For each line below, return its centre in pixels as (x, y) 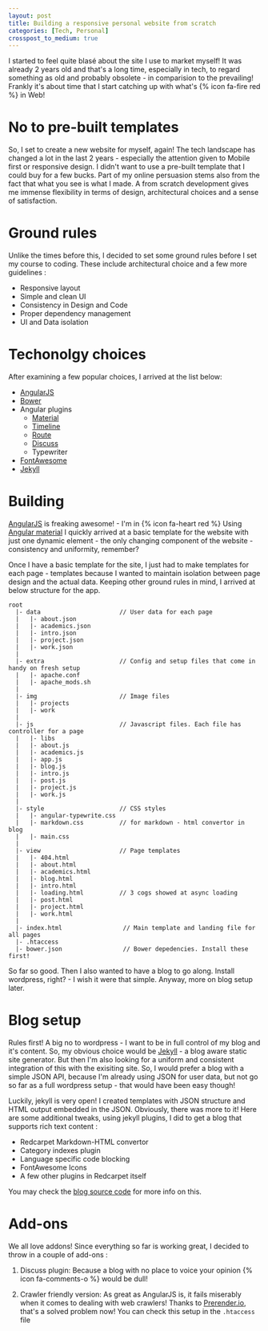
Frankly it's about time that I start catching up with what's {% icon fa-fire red (134, 87)
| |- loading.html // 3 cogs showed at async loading (127, 893)
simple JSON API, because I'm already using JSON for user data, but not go (133, 1077)
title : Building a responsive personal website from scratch (112, 23)
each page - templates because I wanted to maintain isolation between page (134, 573)
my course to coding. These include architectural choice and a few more (128, 264)
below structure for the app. (54, 590)
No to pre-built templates (94, 127)
